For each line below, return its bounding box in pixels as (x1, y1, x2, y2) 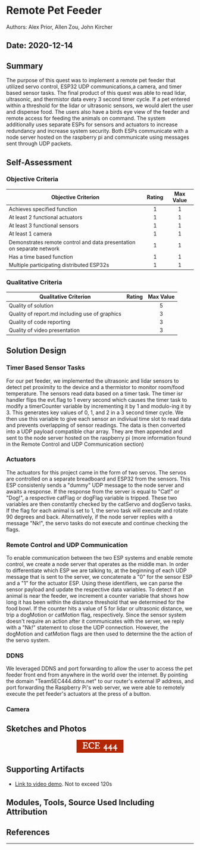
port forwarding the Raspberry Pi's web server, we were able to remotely (6, 684, 185, 691)
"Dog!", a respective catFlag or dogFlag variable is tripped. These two (6, 494, 177, 501)
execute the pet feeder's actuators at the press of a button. (6, 690, 151, 697)
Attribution (6, 807, 48, 817)
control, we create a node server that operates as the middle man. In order (6, 561, 189, 568)
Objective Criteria (6, 175, 58, 184)
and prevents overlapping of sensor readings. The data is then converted (6, 421, 186, 429)
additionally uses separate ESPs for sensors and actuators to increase (6, 121, 178, 128)
